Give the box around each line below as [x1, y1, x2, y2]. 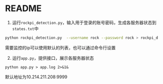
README [5, 3, 42, 14]
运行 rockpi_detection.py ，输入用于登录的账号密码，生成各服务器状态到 [12, 19, 157, 25]
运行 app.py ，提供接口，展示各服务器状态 [12, 55, 94, 61]
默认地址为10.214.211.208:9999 [5, 74, 67, 80]
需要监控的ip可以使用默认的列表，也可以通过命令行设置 [5, 45, 116, 50]
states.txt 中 [12, 25, 39, 32]
